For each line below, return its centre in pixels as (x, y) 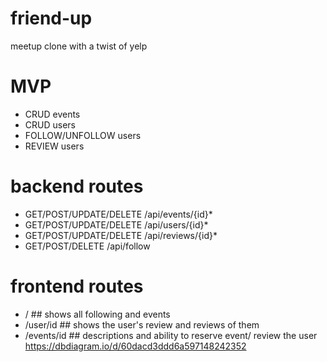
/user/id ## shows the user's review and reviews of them (142, 324)
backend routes (77, 186)
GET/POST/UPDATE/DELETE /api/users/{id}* (116, 224)
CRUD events (52, 114)
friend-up (51, 18)
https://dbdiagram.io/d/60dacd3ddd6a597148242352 (135, 346)
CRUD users (50, 124)
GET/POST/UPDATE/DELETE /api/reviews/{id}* (121, 235)
